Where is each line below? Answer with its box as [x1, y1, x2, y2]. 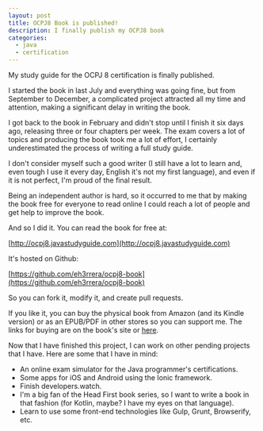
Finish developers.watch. [19, 382, 102, 391]
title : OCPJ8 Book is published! [8, 19, 119, 27]
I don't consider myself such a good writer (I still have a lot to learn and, [8, 159, 243, 167]
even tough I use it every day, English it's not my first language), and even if [8, 167, 256, 176]
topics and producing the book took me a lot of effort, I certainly [8, 135, 218, 144]
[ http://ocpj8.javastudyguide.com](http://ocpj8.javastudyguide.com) [8, 239, 231, 248]
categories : [8, 33, 48, 42]
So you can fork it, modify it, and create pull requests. [8, 293, 184, 302]
